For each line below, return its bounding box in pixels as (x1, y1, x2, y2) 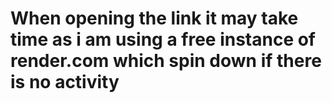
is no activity (10, 71, 120, 94)
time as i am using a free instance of (10, 28, 317, 51)
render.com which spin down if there (10, 50, 322, 72)
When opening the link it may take (10, 7, 299, 30)
